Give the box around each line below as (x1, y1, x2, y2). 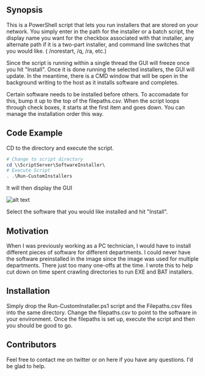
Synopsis (6, 5, 43, 15)
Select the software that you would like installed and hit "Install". (6, 208, 168, 215)
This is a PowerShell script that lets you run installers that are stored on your (6, 21, 199, 28)
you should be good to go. (6, 321, 73, 329)
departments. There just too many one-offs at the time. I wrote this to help (6, 261, 193, 269)
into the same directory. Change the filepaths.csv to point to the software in (6, 309, 197, 316)
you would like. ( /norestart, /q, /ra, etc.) (6, 47, 107, 55)
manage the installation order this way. (6, 110, 104, 117)
